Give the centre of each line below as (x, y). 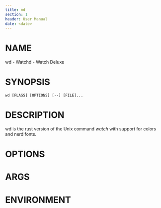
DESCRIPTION (35, 115)
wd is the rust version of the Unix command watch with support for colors (81, 129)
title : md (15, 10)
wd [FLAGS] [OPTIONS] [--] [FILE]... (44, 96)
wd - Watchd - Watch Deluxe (35, 62)
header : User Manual (27, 19)
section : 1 (16, 14)
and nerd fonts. (21, 134)
